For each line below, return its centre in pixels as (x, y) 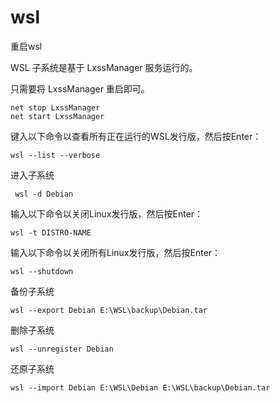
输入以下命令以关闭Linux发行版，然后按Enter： (107, 213)
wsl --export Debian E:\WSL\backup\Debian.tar (109, 310)
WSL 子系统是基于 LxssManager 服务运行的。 (104, 67)
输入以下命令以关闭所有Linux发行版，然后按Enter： (116, 252)
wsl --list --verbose (55, 155)
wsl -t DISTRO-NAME (51, 232)
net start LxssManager (57, 116)
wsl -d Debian (44, 194)
